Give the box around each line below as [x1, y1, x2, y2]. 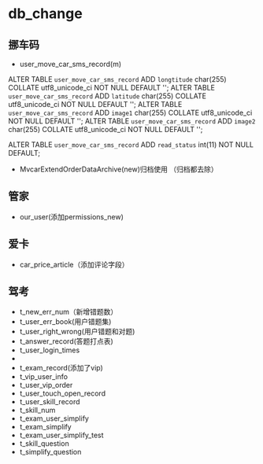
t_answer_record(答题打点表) [19, 337, 114, 346]
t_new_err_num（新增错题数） [19, 307, 118, 317]
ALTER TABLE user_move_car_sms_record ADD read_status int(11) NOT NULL [8, 140, 254, 149]
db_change [8, 5, 83, 23]
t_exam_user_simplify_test [19, 430, 104, 440]
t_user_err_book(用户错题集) [19, 317, 112, 326]
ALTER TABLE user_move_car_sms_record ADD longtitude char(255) [8, 75, 227, 83]
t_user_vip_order [19, 381, 73, 390]
